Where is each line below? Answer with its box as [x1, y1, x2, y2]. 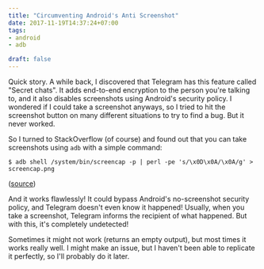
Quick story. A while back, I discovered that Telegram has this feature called [8, 77, 257, 86]
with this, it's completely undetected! [8, 219, 129, 229]
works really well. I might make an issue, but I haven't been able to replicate [8, 243, 255, 252]
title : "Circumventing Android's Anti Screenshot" [8, 11, 179, 20]
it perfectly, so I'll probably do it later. [8, 252, 130, 261]
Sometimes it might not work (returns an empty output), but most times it [8, 235, 247, 244]
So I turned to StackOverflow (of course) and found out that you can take [8, 134, 247, 143]
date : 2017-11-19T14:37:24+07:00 [8, 19, 119, 27]
